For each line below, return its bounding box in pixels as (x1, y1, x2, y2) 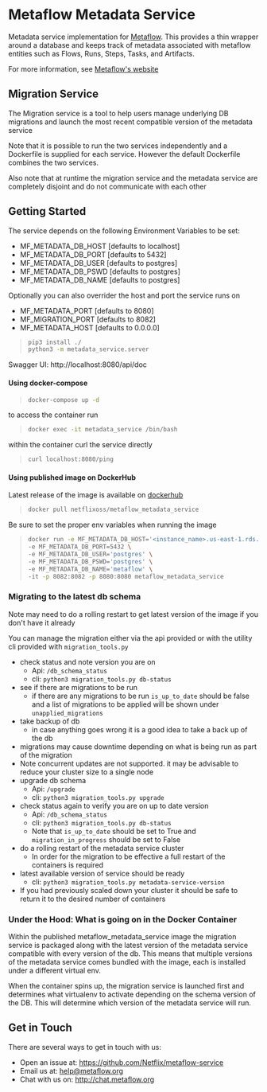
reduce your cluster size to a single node (19, 766, 153, 777)
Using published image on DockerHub (8, 472, 137, 482)
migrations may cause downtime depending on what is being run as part (19, 742, 257, 751)
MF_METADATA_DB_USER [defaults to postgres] (19, 258, 177, 267)
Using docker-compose (8, 378, 88, 388)
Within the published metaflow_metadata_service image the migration (8, 932, 237, 942)
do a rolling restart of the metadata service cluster (19, 843, 184, 852)
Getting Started (8, 205, 87, 218)
